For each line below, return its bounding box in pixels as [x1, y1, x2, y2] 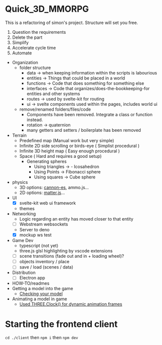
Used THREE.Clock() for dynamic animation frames [19, 301, 122, 307]
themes [19, 206, 35, 211]
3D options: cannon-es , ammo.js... [19, 184, 89, 190]
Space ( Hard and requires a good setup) [19, 153, 102, 159]
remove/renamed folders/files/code [19, 106, 91, 112]
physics [12, 179, 28, 185]
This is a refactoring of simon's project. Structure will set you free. [5, 20, 138, 25]
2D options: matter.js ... [19, 190, 65, 196]
